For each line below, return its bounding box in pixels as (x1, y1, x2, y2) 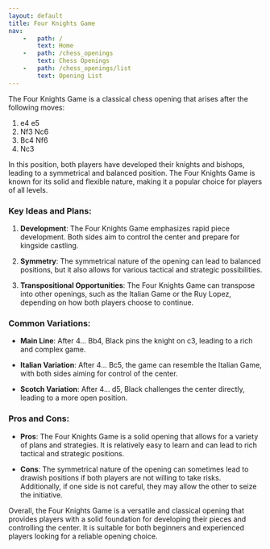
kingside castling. (19, 240, 79, 250)
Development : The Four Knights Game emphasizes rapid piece (19, 223, 230, 233)
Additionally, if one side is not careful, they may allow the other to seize (19, 481, 257, 491)
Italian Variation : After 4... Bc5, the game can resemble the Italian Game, (19, 360, 262, 370)
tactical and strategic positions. (19, 448, 125, 458)
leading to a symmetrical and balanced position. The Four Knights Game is (8, 168, 255, 177)
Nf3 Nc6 (19, 127, 49, 136)
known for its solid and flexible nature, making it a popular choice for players (8, 177, 263, 186)
